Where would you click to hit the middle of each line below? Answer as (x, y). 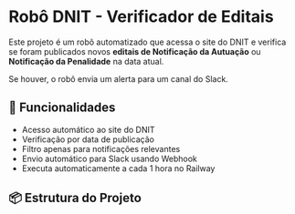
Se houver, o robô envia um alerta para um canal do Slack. (119, 78)
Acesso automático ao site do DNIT (88, 129)
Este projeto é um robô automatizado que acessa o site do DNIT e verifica (147, 42)
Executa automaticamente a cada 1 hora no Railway (118, 168)
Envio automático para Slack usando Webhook (110, 158)
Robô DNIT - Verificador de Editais (142, 17)
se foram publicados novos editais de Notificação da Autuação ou (135, 51)
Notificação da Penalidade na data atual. (86, 61)
